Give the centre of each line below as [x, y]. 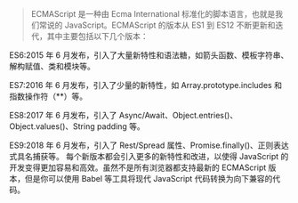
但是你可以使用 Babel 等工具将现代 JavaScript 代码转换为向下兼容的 [149, 179]
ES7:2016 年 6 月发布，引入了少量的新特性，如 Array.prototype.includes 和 [146, 85]
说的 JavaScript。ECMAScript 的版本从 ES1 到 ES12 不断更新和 [161, 25]
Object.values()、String [52, 126]
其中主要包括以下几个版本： [97, 36]
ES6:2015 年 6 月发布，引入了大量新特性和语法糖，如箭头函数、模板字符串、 [149, 55]
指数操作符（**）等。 [48, 96]
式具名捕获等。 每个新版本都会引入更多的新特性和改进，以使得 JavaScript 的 [149, 156]
